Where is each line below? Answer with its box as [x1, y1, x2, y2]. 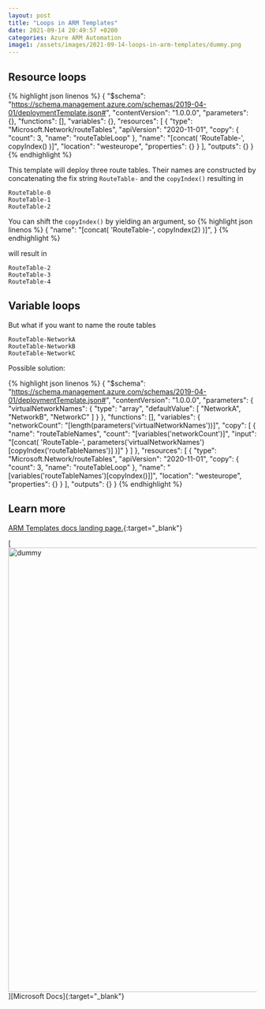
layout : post [8, 11, 51, 20]
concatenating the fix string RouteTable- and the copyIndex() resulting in [8, 173, 244, 183]
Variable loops [8, 299, 81, 313]
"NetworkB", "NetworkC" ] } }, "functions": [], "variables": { [8, 412, 201, 421]
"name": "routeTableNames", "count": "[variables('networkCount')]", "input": [8, 428, 257, 439]
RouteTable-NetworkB [8, 342, 77, 350]
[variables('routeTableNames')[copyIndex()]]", [8, 471, 158, 480]
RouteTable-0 [8, 189, 51, 197]
